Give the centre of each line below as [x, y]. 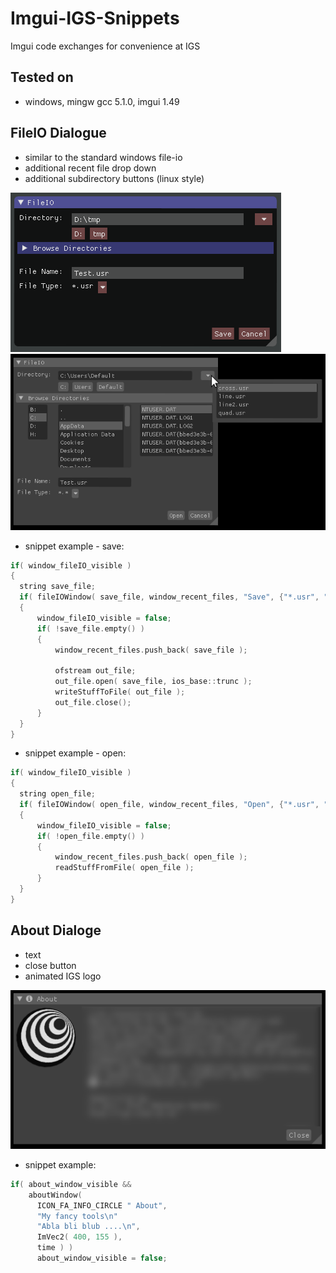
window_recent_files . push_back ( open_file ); [151, 857]
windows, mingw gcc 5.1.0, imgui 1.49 [102, 101]
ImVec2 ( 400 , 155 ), [79, 1237]
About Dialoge [56, 930]
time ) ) [55, 1248]
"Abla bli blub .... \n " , [88, 1227]
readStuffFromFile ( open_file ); [124, 868]
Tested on [42, 77]
